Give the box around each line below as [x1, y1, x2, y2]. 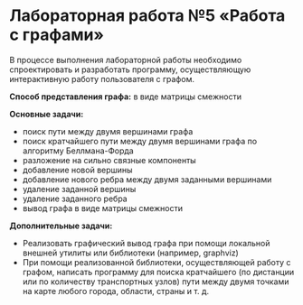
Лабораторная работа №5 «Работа [9, 5, 286, 26]
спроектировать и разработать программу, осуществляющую [9, 64, 251, 75]
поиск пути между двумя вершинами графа [22, 125, 194, 136]
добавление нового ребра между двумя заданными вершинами [22, 173, 272, 185]
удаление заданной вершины [22, 183, 137, 194]
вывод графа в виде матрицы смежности [22, 202, 184, 213]
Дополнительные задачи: [9, 220, 113, 231]
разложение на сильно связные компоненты [22, 154, 196, 165]
